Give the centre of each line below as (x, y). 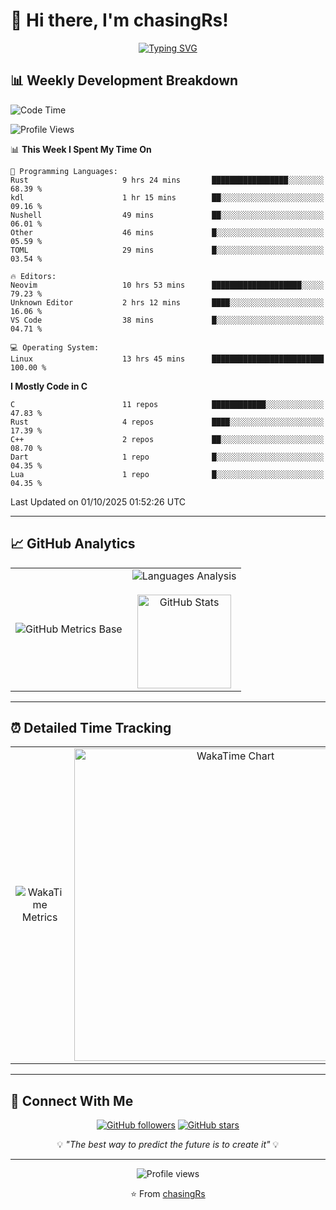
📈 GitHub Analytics (73, 544)
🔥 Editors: (33, 276)
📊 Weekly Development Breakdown (124, 80)
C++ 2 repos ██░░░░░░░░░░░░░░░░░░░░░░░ (167, 439)
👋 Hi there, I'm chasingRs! (119, 20)
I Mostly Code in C (49, 386)
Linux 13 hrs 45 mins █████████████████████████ (167, 359)
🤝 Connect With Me (72, 1100)
